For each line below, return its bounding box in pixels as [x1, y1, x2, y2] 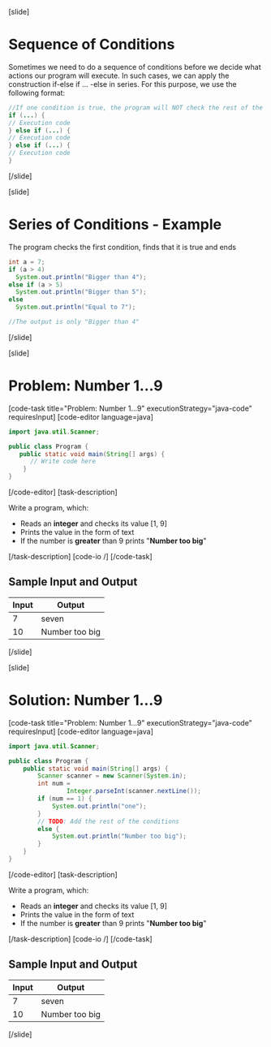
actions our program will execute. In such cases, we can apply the [8, 71, 230, 80]
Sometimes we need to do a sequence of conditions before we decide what [8, 62, 261, 71]
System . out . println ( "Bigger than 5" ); [15, 288, 148, 296]
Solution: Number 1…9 [8, 692, 163, 709]
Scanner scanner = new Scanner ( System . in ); [37, 772, 187, 780]
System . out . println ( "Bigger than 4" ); [15, 273, 148, 281]
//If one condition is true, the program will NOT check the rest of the [8, 103, 264, 112]
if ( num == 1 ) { [37, 795, 92, 803]
